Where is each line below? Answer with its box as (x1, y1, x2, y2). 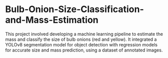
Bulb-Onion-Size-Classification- (5, 4, 144, 15)
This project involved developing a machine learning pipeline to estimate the (5, 31, 163, 37)
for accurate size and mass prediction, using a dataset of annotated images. (5, 47, 163, 53)
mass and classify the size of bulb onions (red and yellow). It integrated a (5, 36, 157, 42)
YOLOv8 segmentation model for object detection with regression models (5, 41, 157, 47)
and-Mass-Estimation (5, 14, 99, 26)
